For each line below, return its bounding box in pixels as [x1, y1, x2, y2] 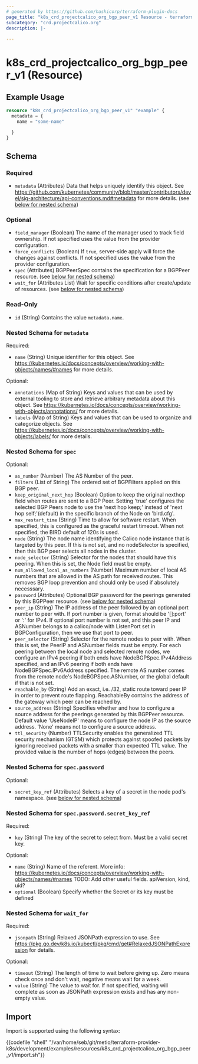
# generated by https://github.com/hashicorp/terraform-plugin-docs [6, 8, 178, 15]
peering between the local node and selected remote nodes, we [14, 648, 170, 655]
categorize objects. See [14, 420, 72, 427]
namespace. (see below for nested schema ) [14, 794, 122, 801]
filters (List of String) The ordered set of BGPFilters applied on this [14, 479, 181, 486]
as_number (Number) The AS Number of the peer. [14, 472, 134, 479]
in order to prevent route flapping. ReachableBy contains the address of [14, 692, 189, 699]
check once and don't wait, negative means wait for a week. [14, 975, 161, 983]
